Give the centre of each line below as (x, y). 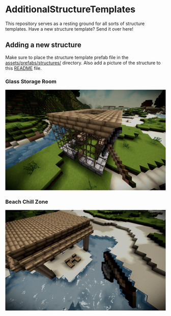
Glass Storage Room (31, 81)
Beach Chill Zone (27, 202)
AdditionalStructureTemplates (70, 9)
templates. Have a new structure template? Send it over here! (69, 29)
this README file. (23, 68)
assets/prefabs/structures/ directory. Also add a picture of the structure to (83, 63)
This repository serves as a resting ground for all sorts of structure (75, 23)
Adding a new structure (43, 45)
